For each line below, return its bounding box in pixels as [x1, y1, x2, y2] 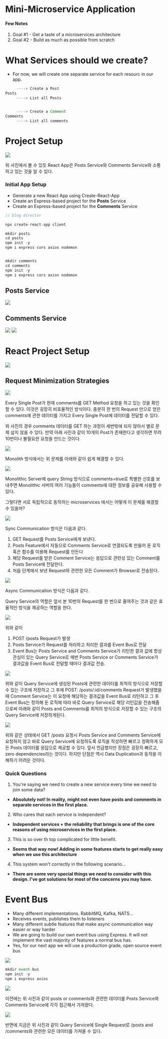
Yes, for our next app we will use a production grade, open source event [12, 943, 162, 949]
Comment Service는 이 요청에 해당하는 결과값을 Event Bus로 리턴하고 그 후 [10, 693, 159, 699]
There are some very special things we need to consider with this [12, 871, 151, 877]
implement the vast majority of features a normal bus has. [12, 937, 132, 943]
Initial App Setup [5, 181, 47, 188]
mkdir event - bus [5, 967, 39, 972]
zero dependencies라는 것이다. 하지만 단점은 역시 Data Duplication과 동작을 [5, 751, 157, 757]
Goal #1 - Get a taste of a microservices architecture [12, 32, 121, 38]
